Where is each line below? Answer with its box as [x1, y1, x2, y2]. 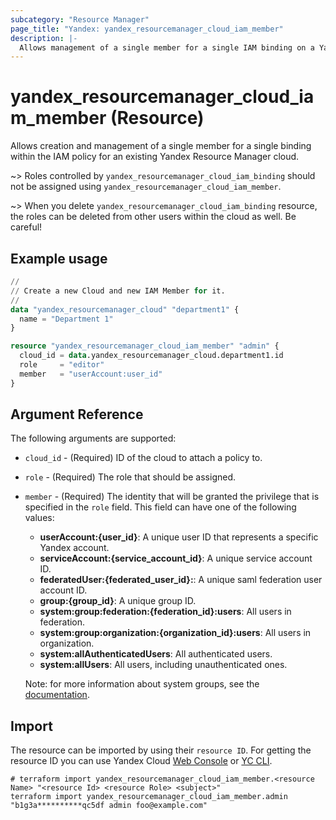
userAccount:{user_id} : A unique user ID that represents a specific [39, 531, 319, 543]
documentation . [24, 689, 90, 701]
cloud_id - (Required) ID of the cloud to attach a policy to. [24, 452, 263, 464]
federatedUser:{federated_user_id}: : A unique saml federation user [39, 574, 323, 586]
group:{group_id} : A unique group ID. [39, 595, 197, 607]
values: [24, 512, 55, 524]
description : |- [10, 33, 78, 43]
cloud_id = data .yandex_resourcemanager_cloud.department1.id [19, 351, 284, 361]
